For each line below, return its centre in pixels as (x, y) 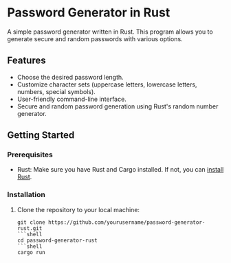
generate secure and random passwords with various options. (95, 38)
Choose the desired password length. (70, 77)
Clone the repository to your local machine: (78, 209)
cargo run (31, 252)
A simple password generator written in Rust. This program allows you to (110, 32)
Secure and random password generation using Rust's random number (118, 106)
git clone (31, 222)
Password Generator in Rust (89, 13)
